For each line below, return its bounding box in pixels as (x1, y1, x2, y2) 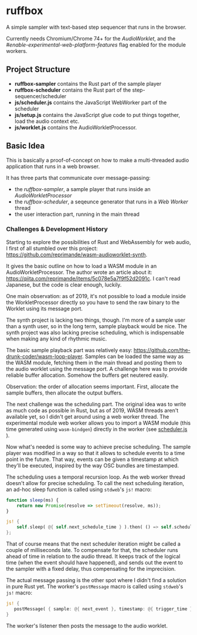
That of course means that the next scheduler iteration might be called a (6, 540, 181, 547)
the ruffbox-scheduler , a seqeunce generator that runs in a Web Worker (14, 198, 189, 205)
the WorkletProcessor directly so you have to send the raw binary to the (6, 299, 180, 306)
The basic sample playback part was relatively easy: (6, 346, 133, 353)
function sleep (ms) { (6, 497, 59, 503)
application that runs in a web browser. (6, 163, 100, 170)
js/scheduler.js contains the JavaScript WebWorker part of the (14, 99, 167, 106)
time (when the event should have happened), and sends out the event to (6, 559, 184, 566)
